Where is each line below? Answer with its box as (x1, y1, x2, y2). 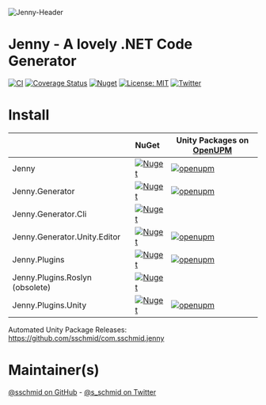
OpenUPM (192, 144, 232, 155)
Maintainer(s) (8, 361, 100, 380)
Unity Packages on (176, 135, 249, 146)
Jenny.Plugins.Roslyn (12, 272, 93, 283)
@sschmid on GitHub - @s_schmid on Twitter (8, 387, 157, 396)
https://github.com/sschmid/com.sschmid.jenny (8, 333, 165, 342)
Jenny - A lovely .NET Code (8, 36, 192, 53)
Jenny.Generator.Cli (12, 208, 87, 220)
